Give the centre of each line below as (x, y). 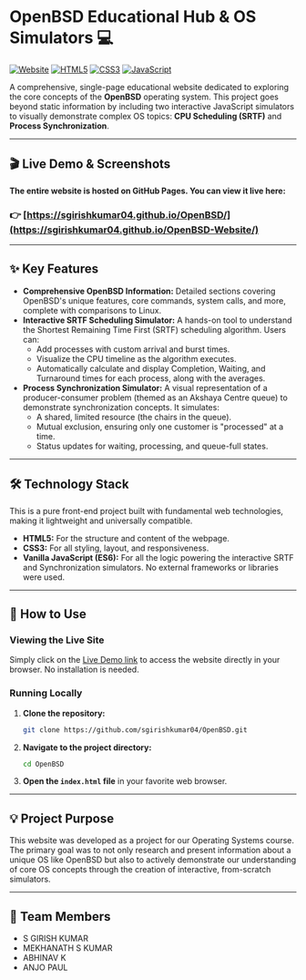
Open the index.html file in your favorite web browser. (125, 781)
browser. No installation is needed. (74, 670)
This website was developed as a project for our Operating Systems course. (152, 841)
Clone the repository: (64, 713)
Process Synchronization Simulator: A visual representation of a (145, 387)
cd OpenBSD (43, 764)
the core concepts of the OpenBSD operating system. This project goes (144, 97)
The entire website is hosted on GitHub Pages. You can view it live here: (148, 191)
